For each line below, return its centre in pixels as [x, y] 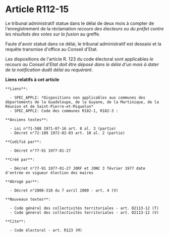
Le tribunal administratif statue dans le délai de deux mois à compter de [80, 23]
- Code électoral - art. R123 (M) [46, 230]
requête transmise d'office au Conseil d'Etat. [52, 49]
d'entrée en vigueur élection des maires [49, 173]
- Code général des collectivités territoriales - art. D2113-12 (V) [84, 212]
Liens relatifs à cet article [32, 79]
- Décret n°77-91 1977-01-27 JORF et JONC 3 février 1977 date [77, 168]
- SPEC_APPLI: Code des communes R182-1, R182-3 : [64, 111]
